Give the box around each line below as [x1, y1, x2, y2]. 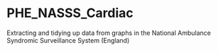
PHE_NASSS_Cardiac [6, 5, 134, 21]
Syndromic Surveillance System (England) [6, 36, 130, 44]
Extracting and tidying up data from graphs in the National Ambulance [6, 28, 211, 37]
